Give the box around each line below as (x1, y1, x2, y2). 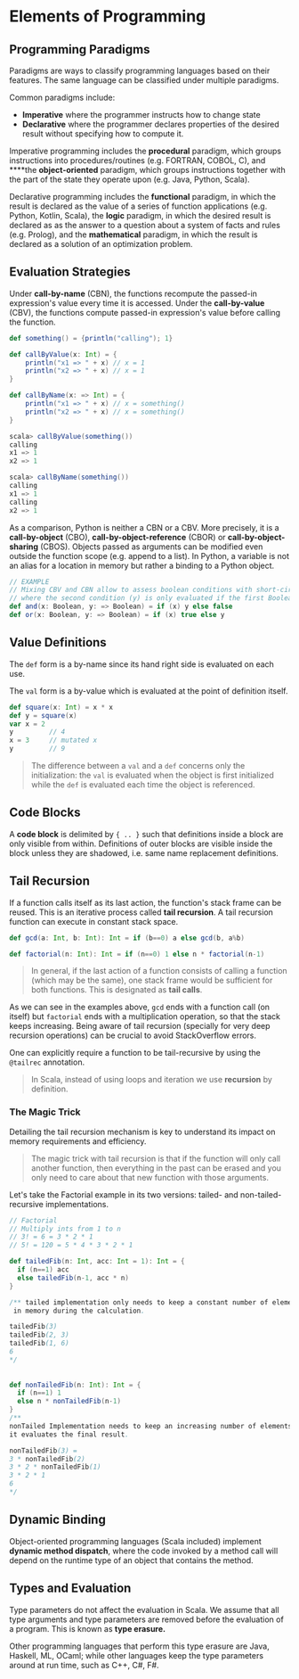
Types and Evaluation (9, 1581, 132, 1596)
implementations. (45, 1198, 109, 1209)
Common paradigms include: (9, 92, 116, 103)
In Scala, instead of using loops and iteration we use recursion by (30, 1074, 273, 1085)
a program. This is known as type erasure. (9, 1623, 166, 1634)
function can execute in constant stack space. (9, 916, 179, 926)
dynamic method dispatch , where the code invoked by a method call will (9, 1545, 279, 1556)
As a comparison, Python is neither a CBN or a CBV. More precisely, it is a (9, 522, 279, 532)
